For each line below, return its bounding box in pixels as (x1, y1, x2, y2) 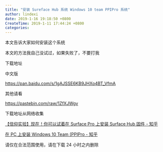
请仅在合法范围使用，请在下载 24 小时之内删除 (5, 142, 99, 148)
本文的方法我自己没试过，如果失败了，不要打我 (5, 50, 99, 56)
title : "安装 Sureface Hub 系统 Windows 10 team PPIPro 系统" (5, 7, 130, 12)
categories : (5, 25, 29, 30)
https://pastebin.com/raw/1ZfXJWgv (5, 101, 78, 106)
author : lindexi (5, 12, 38, 17)
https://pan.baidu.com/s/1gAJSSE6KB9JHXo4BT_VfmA (5, 80, 116, 86)
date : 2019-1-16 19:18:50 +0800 (5, 16, 71, 21)
